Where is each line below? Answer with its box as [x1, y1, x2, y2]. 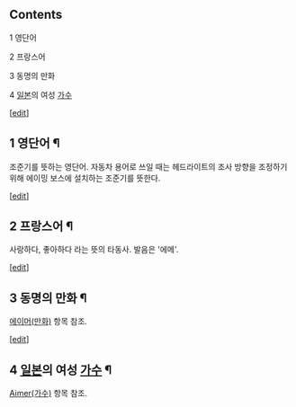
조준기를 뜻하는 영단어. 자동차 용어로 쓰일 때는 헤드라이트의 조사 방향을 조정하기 [9, 161, 288, 172]
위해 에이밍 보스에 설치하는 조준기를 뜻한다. [9, 173, 161, 183]
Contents [9, 7, 63, 22]
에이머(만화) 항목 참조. [9, 316, 88, 327]
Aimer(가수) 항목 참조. [9, 388, 88, 399]
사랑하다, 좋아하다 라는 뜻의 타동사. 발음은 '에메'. [9, 244, 179, 255]
